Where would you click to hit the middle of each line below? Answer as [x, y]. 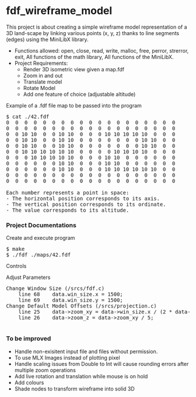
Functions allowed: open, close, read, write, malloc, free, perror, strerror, [101, 50]
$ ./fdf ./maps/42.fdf [38, 255]
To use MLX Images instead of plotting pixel [67, 357]
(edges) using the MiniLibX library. [47, 39]
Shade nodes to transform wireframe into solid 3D [75, 389]
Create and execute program [41, 238]
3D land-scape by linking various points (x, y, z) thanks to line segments [93, 33]
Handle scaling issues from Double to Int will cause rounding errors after [101, 364]
